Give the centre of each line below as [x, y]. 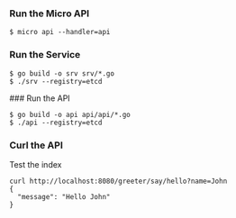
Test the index [36, 164]
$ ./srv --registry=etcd [56, 81]
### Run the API [40, 98]
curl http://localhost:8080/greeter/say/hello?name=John [118, 181]
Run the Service [45, 55]
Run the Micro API [50, 14]
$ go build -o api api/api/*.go [70, 114]
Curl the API [36, 145]
